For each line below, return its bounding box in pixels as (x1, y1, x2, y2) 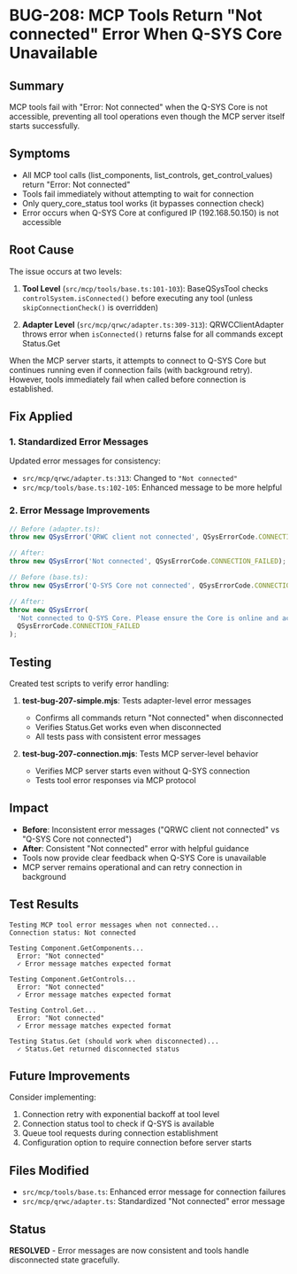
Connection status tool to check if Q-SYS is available (21, 1118, 215, 1130)
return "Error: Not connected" (21, 179, 131, 190)
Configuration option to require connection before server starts (21, 1138, 252, 1148)
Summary (9, 78, 65, 93)
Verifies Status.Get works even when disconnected (34, 722, 222, 733)
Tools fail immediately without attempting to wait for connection (21, 188, 255, 199)
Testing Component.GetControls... (9, 975, 137, 983)
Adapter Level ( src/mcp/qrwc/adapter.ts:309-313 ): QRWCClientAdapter (21, 319, 285, 330)
